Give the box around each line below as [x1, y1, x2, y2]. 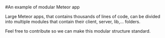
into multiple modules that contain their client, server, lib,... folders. [5, 19, 140, 24]
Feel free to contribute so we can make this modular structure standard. [5, 28, 151, 34]
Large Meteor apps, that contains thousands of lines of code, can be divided [5, 14, 161, 19]
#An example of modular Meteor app [5, 4, 80, 10]
